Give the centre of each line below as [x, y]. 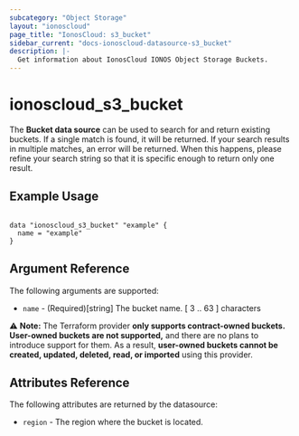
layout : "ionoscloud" [50, 26]
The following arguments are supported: [84, 290]
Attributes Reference [70, 382]
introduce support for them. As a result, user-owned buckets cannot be [144, 345]
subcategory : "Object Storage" [68, 18]
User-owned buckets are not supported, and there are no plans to [134, 335]
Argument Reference [70, 269]
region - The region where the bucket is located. [112, 422]
